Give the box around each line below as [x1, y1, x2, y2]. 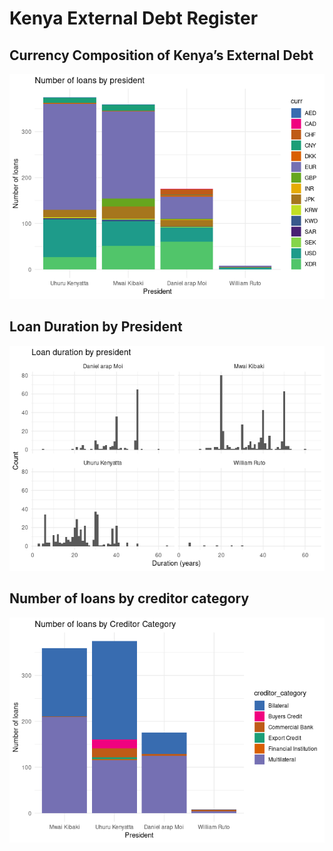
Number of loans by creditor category [9, 590, 250, 607]
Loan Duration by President [9, 318, 183, 336]
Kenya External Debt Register [9, 7, 259, 30]
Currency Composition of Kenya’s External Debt [9, 47, 314, 64]
